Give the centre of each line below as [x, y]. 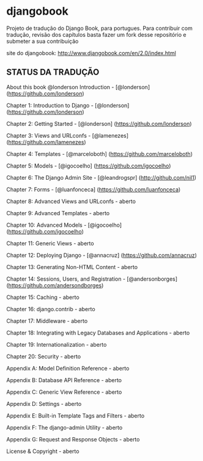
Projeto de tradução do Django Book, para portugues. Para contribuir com [99, 28]
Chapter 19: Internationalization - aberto [57, 344]
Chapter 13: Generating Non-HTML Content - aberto [72, 267]
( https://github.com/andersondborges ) [55, 285]
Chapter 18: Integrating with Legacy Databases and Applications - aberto [98, 333]
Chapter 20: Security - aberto [44, 356]
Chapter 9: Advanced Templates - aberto [58, 213]
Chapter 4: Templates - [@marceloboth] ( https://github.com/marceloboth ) [99, 153]
